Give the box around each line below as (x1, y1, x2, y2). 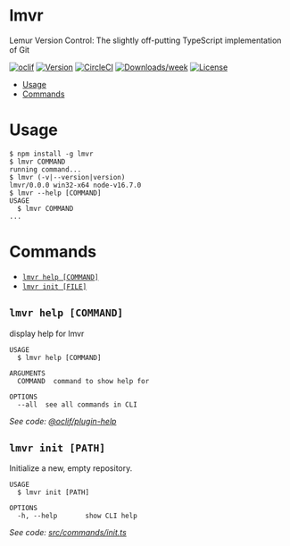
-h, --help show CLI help (17, 511, 138, 521)
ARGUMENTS (9, 368, 46, 378)
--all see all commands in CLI (17, 399, 138, 409)
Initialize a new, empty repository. (9, 463, 133, 474)
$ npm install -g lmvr (9, 149, 94, 158)
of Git (9, 44, 29, 55)
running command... (9, 164, 82, 174)
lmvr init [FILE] (21, 282, 87, 291)
